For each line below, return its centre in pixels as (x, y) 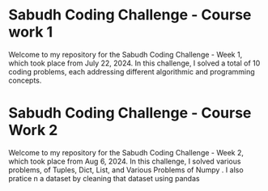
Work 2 (33, 130)
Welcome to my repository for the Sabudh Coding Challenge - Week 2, (126, 152)
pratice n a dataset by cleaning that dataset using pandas (104, 178)
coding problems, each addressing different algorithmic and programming (132, 71)
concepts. (25, 80)
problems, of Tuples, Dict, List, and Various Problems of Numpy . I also (126, 170)
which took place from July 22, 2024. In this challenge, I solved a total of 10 (134, 63)
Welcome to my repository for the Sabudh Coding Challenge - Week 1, (125, 54)
